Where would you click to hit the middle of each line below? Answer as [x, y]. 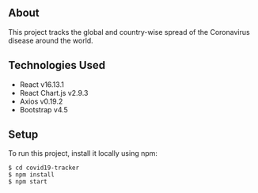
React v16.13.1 [42, 84]
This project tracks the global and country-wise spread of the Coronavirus [129, 32]
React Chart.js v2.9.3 [54, 93]
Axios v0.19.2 [41, 101]
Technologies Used [57, 65]
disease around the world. [51, 40]
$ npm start [28, 182]
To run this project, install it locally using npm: [83, 153]
